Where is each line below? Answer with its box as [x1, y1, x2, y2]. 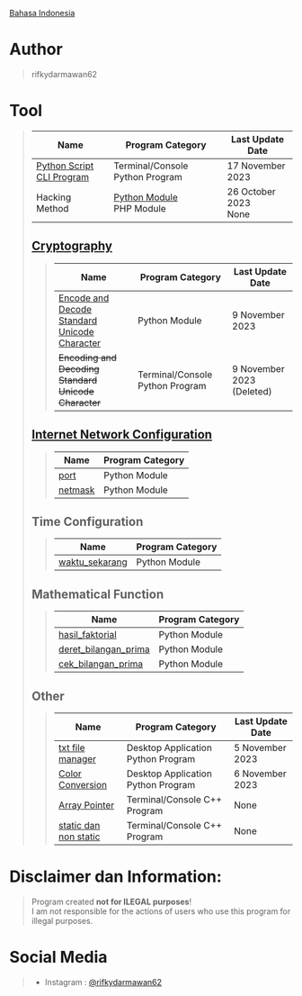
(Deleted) [232, 385, 272, 397]
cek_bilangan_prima [58, 657, 144, 670]
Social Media [9, 947, 108, 967]
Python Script [35, 159, 94, 172]
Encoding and [58, 351, 117, 364]
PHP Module [113, 202, 166, 214]
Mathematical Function [31, 586, 164, 602]
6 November [233, 767, 287, 780]
